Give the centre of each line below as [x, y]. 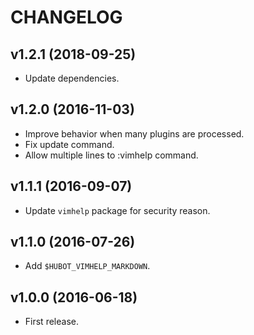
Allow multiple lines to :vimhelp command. [111, 155]
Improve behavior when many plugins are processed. [134, 133]
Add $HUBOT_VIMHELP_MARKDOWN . [87, 266]
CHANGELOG [66, 17]
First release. [51, 322]
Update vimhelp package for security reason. [117, 210]
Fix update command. [69, 144]
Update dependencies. [72, 78]
